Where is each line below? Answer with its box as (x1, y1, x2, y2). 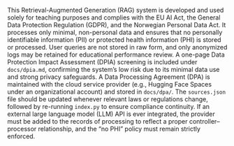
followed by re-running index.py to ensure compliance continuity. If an (7, 103, 210, 110)
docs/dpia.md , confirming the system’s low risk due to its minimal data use (7, 66, 220, 73)
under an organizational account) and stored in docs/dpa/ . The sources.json (7, 87, 226, 96)
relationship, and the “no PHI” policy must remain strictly (38, 125, 201, 133)
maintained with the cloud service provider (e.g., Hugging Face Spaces (7, 80, 212, 88)
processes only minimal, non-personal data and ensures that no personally (7, 28, 223, 36)
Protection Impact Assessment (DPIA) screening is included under (7, 58, 198, 66)
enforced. (7, 132, 36, 140)
